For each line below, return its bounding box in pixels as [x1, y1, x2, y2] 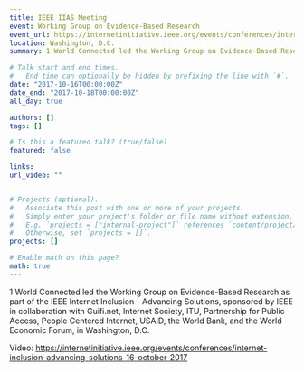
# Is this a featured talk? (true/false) [9, 137, 168, 147]
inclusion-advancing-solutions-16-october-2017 [9, 351, 188, 362]
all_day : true [9, 97, 63, 106]
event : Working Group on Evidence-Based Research [9, 22, 201, 31]
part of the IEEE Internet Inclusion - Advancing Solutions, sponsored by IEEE [9, 295, 294, 307]
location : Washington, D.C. [9, 38, 116, 48]
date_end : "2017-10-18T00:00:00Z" [9, 88, 140, 98]
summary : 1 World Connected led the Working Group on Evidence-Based [9, 47, 278, 56]
